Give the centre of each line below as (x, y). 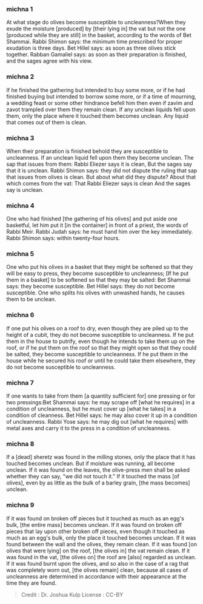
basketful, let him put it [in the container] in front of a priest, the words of (97, 225)
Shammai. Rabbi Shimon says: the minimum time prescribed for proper (95, 42)
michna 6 (20, 315)
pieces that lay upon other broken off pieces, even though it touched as (95, 531)
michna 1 (20, 9)
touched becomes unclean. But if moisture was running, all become (91, 464)
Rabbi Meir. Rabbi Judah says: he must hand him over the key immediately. (100, 232)
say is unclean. (25, 189)
